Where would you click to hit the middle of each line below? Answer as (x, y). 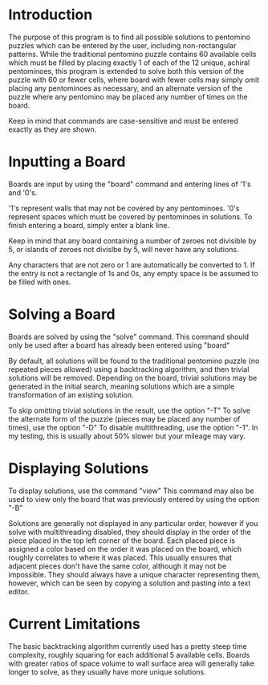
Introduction (51, 15)
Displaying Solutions (79, 468)
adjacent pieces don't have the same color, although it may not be (118, 566)
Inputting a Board (67, 162)
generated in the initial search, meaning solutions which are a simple (122, 386)
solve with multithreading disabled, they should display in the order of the (130, 532)
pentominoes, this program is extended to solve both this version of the (126, 71)
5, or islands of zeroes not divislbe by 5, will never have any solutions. (124, 249)
